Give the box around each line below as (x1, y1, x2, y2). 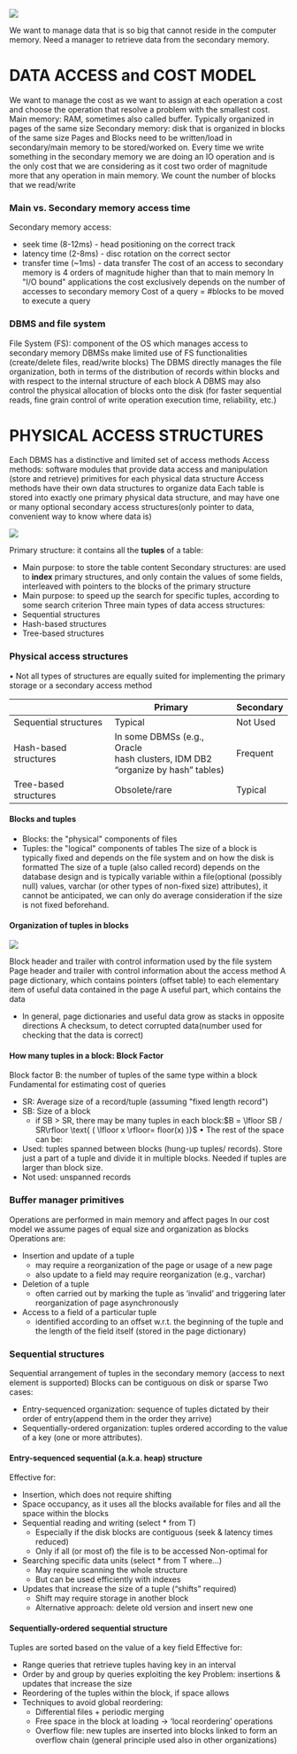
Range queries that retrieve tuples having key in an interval (21, 1659, 237, 1671)
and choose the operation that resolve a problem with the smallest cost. (9, 104, 270, 114)
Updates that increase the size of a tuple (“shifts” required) (21, 1584, 237, 1594)
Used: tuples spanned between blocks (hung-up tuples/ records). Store (21, 1144, 283, 1155)
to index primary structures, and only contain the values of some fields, (21, 572, 283, 583)
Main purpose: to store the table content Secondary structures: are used (21, 562, 286, 573)
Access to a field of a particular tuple (21, 1306, 157, 1317)
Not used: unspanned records (21, 1171, 131, 1183)
